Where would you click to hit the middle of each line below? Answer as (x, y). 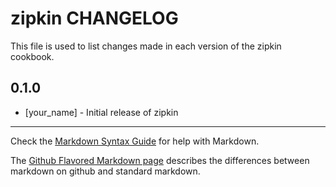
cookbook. (32, 56)
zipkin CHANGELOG (94, 18)
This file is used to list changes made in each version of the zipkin (146, 46)
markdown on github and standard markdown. (105, 171)
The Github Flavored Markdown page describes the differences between (160, 160)
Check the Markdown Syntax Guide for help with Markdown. (135, 141)
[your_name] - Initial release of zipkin (101, 112)
